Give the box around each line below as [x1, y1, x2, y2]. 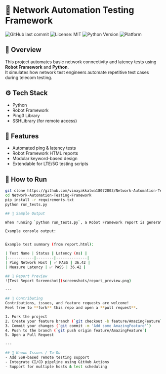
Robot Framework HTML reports [12, 150, 78, 156]
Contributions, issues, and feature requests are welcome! [5, 301, 129, 306]
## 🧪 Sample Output [5, 211, 45, 216]
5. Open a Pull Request [5, 332, 54, 337]
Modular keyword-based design [12, 156, 78, 162]
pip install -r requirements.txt [5, 197, 74, 202]
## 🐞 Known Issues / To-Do [5, 350, 61, 355]
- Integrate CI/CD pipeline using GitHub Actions [5, 359, 110, 365]
